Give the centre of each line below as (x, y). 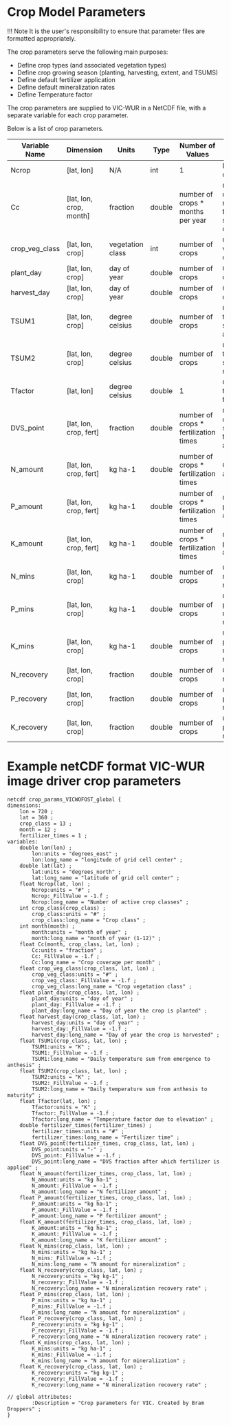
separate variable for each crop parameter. (68, 115)
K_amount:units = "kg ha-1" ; (75, 1228)
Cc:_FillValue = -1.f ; (66, 956)
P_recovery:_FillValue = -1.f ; (78, 1331)
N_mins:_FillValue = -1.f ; (72, 1258)
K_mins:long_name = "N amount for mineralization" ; (109, 1361)
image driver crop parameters (94, 781)
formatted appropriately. (42, 38)
